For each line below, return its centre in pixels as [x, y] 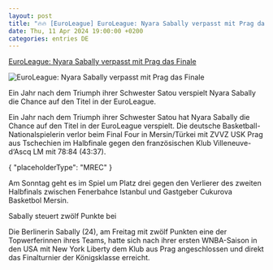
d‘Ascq [20, 152]
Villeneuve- [232, 144]
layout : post [30, 16]
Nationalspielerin [37, 135]
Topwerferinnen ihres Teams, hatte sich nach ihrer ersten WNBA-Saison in [133, 241]
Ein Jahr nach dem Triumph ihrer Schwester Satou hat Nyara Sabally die [129, 118]
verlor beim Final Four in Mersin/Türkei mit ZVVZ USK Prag [165, 135]
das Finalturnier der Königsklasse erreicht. [79, 258]
